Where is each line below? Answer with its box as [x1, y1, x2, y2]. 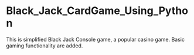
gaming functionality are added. [6, 42, 83, 49]
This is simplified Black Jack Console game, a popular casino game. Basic [6, 36, 185, 43]
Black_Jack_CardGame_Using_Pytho [6, 4, 189, 18]
